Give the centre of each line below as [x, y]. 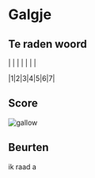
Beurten [28, 147]
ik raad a [23, 166]
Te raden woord [47, 44]
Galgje [30, 15]
